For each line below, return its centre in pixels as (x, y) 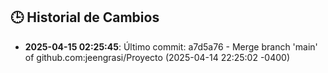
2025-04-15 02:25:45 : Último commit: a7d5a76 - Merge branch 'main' (171, 46)
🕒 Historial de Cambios (85, 17)
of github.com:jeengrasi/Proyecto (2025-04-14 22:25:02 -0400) (157, 57)
